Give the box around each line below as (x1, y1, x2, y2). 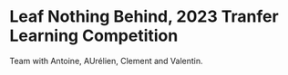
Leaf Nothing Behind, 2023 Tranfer (9, 6, 280, 27)
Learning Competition (9, 25, 179, 46)
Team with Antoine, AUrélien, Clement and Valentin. (9, 55, 203, 66)
